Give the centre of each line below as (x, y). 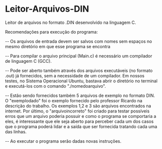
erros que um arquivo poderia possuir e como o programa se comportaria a (81, 116)
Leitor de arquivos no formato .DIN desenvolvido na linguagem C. (71, 22)
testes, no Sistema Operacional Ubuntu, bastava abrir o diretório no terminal (81, 81)
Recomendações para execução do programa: (52, 32)
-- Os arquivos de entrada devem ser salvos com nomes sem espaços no (79, 41)
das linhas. (16, 131)
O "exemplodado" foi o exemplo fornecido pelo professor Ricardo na (74, 100)
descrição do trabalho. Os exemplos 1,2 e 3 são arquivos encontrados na (78, 106)
